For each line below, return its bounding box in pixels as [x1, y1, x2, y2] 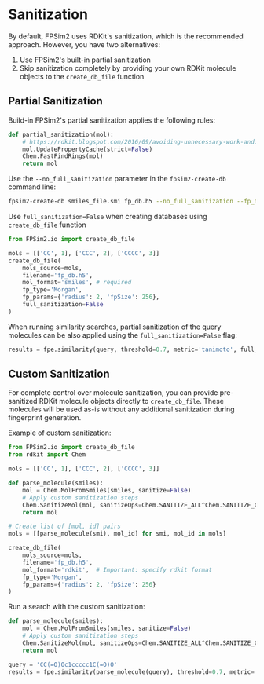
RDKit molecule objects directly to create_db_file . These [38, 397, 225, 406]
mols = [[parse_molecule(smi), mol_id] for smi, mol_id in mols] [8, 530, 226, 538]
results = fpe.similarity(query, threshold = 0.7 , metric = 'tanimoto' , [8, 346, 237, 353]
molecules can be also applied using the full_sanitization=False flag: [8, 330, 238, 339]
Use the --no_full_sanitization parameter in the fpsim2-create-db [8, 174, 226, 184]
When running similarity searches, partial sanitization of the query [8, 322, 222, 331]
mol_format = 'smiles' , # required [22, 279, 132, 287]
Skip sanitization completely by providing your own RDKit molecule [19, 63, 236, 72]
